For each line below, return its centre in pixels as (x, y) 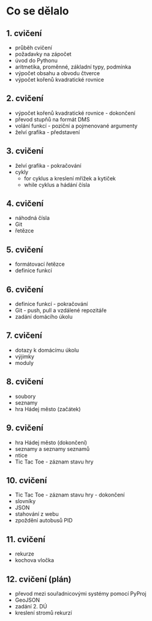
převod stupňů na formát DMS (52, 119)
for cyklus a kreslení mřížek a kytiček (70, 178)
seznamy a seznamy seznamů (52, 448)
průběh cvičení (33, 47)
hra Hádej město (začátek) (48, 409)
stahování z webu (37, 514)
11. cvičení (26, 539)
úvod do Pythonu (36, 60)
